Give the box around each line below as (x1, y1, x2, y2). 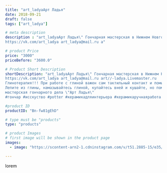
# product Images (5, 131, 41, 136)
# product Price (5, 48, 39, 53)
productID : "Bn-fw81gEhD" (5, 108, 59, 113)
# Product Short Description (5, 67, 66, 72)
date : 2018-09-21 (5, 12, 41, 17)
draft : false (5, 16, 32, 21)
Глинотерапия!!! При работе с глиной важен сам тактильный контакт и (5, 81, 153, 86)
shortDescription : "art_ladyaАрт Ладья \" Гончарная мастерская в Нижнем (5, 71, 159, 76)
